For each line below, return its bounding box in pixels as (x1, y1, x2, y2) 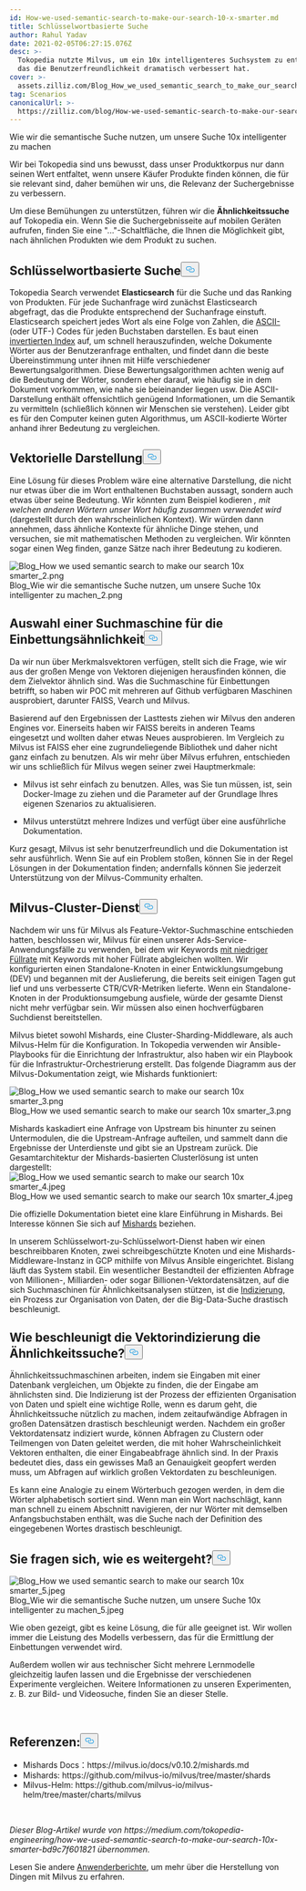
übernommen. (97, 1844, 150, 1855)
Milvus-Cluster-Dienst (9, 900, 139, 916)
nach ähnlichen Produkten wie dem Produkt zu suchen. (9, 234, 217, 246)
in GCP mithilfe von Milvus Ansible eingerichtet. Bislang (86, 1255, 294, 1266)
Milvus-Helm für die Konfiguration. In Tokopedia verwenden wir (9, 1038, 248, 1049)
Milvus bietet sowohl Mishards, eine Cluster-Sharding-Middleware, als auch (9, 1029, 293, 1040)
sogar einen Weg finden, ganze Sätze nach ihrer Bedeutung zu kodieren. (9, 542, 282, 553)
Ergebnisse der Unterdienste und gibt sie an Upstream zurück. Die (9, 1142, 259, 1153)
